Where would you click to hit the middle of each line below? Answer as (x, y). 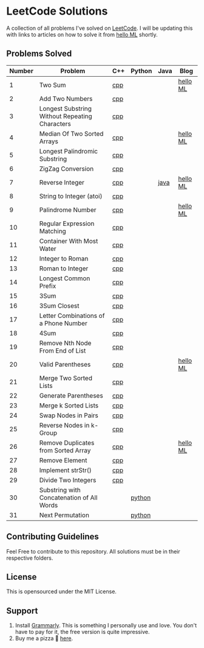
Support (22, 611)
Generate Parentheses (71, 395)
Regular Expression (67, 224)
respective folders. (30, 558)
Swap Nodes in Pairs (69, 415)
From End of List (63, 350)
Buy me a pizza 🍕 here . (44, 638)
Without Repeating (66, 116)
